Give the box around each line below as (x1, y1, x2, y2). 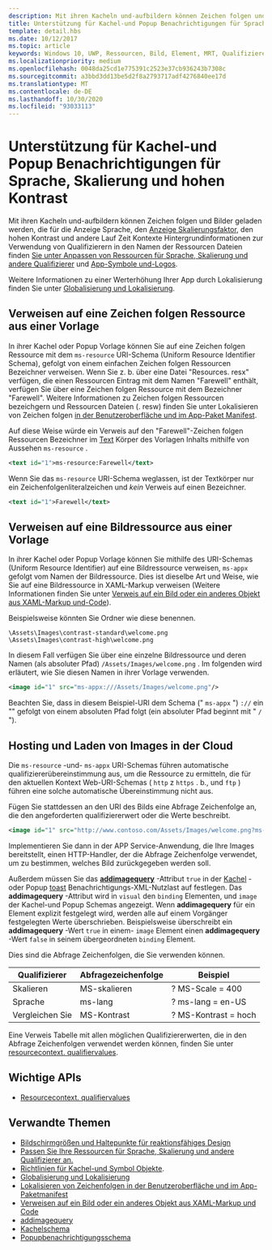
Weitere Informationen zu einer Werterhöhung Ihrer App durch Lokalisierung (8, 275, 263, 285)
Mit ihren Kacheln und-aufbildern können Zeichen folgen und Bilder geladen (8, 216, 262, 226)
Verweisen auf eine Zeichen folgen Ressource (8, 307, 245, 321)
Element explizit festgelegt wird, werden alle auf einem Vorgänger (8, 908, 228, 918)
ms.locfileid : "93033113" (8, 102, 96, 110)
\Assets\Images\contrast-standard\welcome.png (8, 629, 168, 637)
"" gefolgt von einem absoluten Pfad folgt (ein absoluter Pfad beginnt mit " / (8, 707, 262, 717)
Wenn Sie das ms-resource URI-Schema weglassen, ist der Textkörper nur (8, 473, 254, 483)
